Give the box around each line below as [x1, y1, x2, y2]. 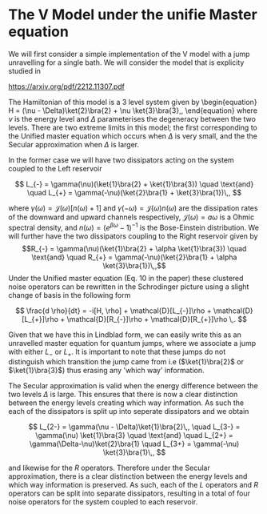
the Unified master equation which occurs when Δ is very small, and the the [8, 131, 257, 141]
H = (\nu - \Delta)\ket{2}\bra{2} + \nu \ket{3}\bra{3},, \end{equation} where [8, 106, 258, 115]
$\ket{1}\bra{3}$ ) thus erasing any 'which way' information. [8, 366, 205, 375]
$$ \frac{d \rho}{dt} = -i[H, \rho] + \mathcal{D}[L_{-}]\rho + [15, 306, 212, 315]
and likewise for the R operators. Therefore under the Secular [8, 463, 210, 473]
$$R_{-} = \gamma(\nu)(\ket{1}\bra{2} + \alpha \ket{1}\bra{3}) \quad [22, 243, 247, 253]
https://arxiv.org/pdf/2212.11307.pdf [8, 82, 126, 91]
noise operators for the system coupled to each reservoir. [8, 497, 198, 507]
